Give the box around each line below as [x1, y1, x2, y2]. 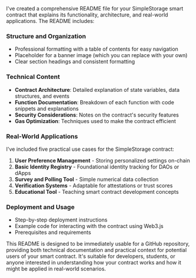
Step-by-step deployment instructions [14, 216, 108, 223]
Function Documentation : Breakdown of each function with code [14, 98, 174, 105]
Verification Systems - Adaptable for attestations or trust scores [14, 182, 173, 189]
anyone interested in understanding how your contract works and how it [6, 259, 182, 266]
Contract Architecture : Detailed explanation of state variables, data [14, 86, 180, 93]
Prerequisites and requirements [14, 229, 92, 236]
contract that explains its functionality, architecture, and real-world [6, 11, 168, 18]
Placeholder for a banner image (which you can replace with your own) [14, 52, 188, 59]
